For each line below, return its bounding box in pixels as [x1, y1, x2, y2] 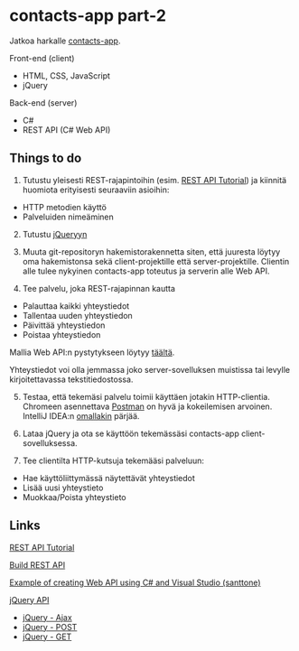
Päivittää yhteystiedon [22, 320, 106, 330]
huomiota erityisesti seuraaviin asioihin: [22, 184, 170, 195]
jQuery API [9, 594, 50, 605]
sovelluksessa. [22, 437, 79, 448]
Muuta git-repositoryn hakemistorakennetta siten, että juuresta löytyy [22, 246, 281, 257]
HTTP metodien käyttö [22, 201, 107, 212]
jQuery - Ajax [22, 611, 72, 623]
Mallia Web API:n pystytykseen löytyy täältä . [9, 347, 175, 358]
